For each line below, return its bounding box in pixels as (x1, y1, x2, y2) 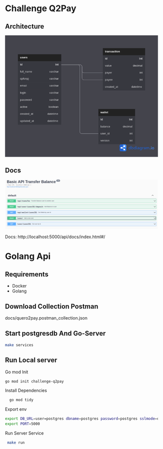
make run (7, 440, 25, 445)
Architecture (5, 22, 45, 31)
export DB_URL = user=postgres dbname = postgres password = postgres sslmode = (5, 417, 158, 421)
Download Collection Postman (5, 302, 98, 310)
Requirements (5, 270, 49, 278)
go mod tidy (9, 398, 34, 402)
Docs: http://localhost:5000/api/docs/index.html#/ (5, 234, 106, 240)
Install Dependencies (5, 387, 47, 393)
